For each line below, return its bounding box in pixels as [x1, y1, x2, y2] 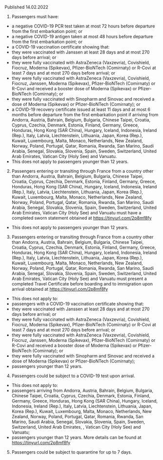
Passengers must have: [11, 14, 59, 19]
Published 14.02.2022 [4, 4, 48, 10]
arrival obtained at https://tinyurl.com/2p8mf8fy [11, 286, 108, 292]
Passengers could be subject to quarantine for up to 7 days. [11, 449, 132, 455]
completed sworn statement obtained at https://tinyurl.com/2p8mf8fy [11, 215, 152, 221]
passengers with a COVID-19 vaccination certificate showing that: [11, 301, 144, 307]
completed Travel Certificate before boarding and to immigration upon [11, 281, 153, 286]
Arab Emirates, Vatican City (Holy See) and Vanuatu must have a [11, 210, 142, 215]
